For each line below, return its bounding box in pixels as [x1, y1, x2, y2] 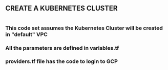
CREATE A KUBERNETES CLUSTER [5, 4, 118, 13]
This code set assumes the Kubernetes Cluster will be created [5, 24, 163, 31]
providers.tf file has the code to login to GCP [5, 58, 118, 65]
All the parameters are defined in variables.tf [5, 44, 119, 51]
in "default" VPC [5, 30, 48, 38]
